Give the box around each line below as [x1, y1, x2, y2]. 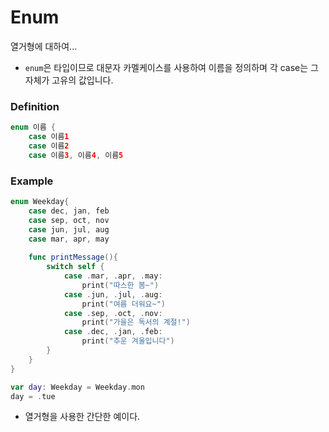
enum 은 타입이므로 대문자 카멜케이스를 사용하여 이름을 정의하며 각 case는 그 [24, 61, 319, 73]
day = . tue [10, 391, 56, 401]
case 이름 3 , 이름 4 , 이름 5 [28, 150, 124, 160]
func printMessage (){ [28, 252, 118, 263]
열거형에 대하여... [10, 40, 78, 52]
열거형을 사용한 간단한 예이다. [24, 411, 141, 423]
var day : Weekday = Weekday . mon [10, 382, 145, 392]
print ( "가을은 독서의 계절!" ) [81, 317, 191, 328]
